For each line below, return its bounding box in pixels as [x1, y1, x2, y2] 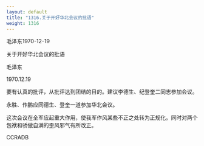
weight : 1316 [6, 20, 39, 26]
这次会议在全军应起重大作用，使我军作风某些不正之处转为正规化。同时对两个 [6, 114, 198, 122]
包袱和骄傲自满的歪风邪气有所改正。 [6, 122, 97, 129]
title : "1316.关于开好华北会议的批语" [6, 15, 95, 21]
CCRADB [6, 134, 29, 141]
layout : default [6, 9, 47, 15]
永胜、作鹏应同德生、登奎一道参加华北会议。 [6, 101, 118, 108]
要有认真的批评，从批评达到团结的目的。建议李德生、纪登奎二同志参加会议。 [6, 88, 198, 96]
